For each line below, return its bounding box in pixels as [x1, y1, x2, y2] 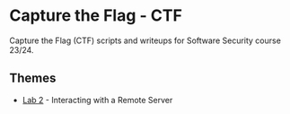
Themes [9, 71, 57, 86]
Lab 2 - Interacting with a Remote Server [22, 94, 173, 105]
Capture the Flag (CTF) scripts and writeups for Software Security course [9, 35, 281, 46]
